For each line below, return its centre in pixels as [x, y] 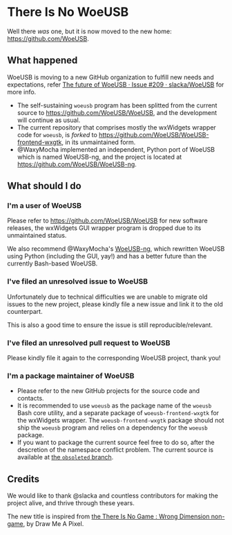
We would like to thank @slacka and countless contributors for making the [113, 495]
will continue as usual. [49, 120]
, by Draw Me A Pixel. [54, 524]
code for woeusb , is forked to [57, 134]
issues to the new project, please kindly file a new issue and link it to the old [115, 304]
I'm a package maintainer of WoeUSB [71, 376]
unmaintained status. [37, 236]
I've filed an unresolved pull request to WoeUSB [89, 342]
